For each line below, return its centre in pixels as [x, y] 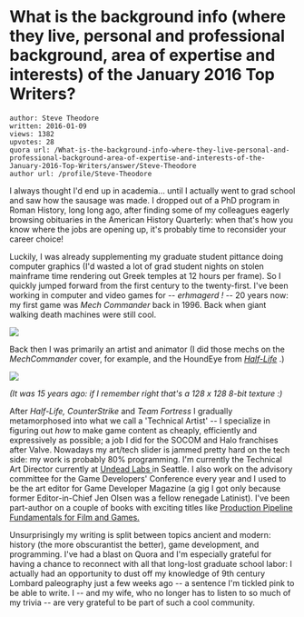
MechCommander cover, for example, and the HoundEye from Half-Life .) [147, 358]
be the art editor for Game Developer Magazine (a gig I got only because [145, 488]
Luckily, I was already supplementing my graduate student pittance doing [147, 256]
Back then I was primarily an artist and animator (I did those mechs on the [147, 349]
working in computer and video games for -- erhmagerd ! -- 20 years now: [149, 295]
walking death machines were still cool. [83, 314]
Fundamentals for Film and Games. [75, 517]
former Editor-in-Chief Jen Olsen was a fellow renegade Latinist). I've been [150, 498]
